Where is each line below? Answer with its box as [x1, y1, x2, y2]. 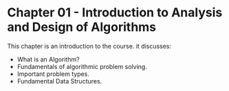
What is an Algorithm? [17, 55, 80, 63]
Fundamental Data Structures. [17, 77, 102, 85]
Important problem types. [17, 70, 89, 78]
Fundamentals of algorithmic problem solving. [17, 62, 148, 70]
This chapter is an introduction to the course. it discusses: [7, 42, 172, 50]
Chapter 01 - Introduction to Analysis [7, 5, 223, 21]
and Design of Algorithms [7, 19, 157, 35]
